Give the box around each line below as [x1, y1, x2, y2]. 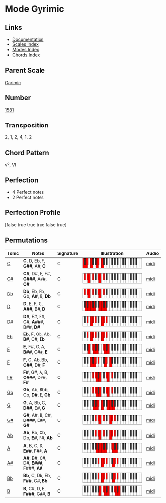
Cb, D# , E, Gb [23, 392, 51, 398]
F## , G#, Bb [23, 478, 48, 484]
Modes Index [12, 47, 39, 52]
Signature [57, 251, 78, 256]
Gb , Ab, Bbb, [23, 387, 49, 393]
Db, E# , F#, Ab [23, 435, 53, 441]
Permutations [5, 236, 48, 245]
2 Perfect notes [12, 194, 44, 201]
